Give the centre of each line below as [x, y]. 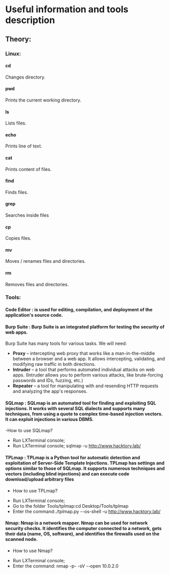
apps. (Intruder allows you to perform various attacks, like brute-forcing [88, 375]
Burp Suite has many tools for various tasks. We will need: [66, 343]
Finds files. [17, 192]
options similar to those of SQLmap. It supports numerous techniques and [85, 468]
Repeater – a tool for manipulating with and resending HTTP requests [86, 386]
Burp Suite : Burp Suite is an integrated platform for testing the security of [85, 327]
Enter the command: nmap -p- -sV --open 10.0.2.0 [65, 566]
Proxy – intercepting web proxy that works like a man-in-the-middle [84, 354]
